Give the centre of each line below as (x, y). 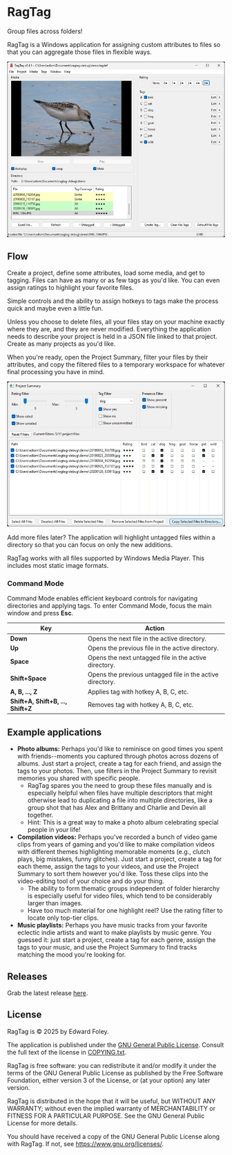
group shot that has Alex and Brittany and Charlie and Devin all (116, 808)
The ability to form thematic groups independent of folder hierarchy (124, 889)
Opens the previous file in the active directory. (153, 648)
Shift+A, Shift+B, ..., (39, 701)
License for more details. (42, 1123)
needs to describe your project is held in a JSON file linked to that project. (112, 337)
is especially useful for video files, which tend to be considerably (120, 896)
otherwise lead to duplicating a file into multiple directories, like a (120, 800)
